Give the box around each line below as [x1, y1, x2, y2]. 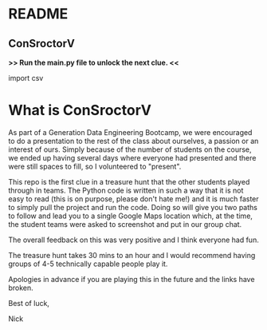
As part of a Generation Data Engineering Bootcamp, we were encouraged [8, 127, 253, 137]
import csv [8, 74, 44, 82]
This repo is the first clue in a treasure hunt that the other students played [8, 177, 250, 186]
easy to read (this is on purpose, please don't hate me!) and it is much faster [8, 193, 259, 204]
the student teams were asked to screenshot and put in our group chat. [8, 219, 242, 229]
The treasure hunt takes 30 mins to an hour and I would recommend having [8, 250, 256, 260]
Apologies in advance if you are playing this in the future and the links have [8, 274, 255, 284]
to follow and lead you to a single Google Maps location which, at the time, [8, 211, 253, 221]
